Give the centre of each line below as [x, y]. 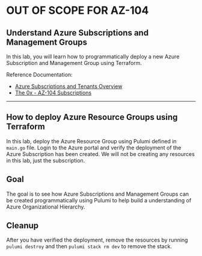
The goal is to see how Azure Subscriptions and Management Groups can [98, 194]
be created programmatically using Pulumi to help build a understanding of [99, 200]
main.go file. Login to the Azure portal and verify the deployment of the [94, 148]
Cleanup [23, 226]
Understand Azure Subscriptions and [78, 33]
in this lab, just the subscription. [46, 160]
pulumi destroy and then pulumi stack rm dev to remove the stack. [89, 246]
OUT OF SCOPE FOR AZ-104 [78, 11]
